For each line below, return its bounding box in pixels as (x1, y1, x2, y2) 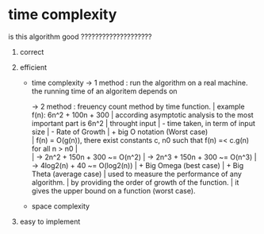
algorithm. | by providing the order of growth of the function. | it (31, 177, 239, 187)
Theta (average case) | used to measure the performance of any (31, 169, 242, 178)
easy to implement (19, 217, 81, 226)
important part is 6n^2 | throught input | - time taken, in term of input (31, 118, 255, 128)
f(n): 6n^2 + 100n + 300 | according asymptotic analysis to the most (31, 109, 254, 120)
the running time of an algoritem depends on (31, 86, 178, 96)
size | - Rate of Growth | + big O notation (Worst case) (31, 127, 209, 136)
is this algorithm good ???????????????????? (8, 32, 152, 41)
